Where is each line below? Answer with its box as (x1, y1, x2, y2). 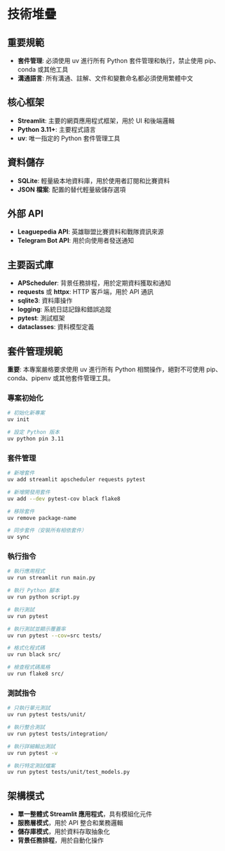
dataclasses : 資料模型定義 (17, 323, 95, 331)
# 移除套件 (7, 508, 35, 515)
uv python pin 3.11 (7, 435, 64, 442)
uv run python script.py (7, 594, 80, 601)
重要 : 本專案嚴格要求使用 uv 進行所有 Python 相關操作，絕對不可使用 (7, 366, 205, 374)
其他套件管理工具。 (58, 374, 114, 382)
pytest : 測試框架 (17, 314, 65, 323)
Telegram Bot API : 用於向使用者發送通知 (17, 236, 135, 245)
